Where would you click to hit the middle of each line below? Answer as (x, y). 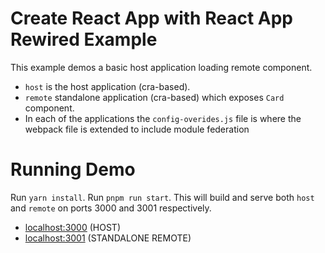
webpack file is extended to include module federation (137, 129)
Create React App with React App (151, 18)
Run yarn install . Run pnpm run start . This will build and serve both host (162, 197)
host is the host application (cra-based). (107, 86)
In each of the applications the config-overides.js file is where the (163, 118)
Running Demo (73, 169)
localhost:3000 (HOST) (73, 227)
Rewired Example (84, 39)
